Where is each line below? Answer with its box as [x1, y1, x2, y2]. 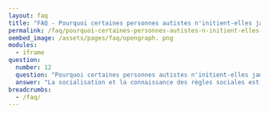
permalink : [8, 26, 45, 34]
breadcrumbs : [8, 85, 52, 94]
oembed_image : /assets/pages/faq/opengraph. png [8, 33, 174, 42]
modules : [8, 41, 38, 49]
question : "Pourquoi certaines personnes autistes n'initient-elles [15, 71, 249, 79]
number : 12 [15, 64, 52, 72]
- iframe [15, 49, 45, 56]
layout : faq [8, 11, 48, 20]
